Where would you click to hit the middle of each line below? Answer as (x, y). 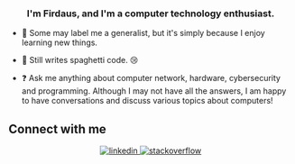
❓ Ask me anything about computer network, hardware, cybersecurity (151, 78)
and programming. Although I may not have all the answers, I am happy (154, 91)
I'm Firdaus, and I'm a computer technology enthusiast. (151, 14)
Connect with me (58, 129)
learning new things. (60, 42)
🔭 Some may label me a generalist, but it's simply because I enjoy (143, 33)
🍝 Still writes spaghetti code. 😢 (80, 60)
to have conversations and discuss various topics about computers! (147, 101)
